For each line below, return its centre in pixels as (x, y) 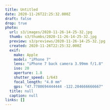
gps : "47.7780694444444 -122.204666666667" (59, 86)
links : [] (15, 100)
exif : (15, 50)
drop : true (16, 23)
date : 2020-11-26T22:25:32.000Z (38, 14)
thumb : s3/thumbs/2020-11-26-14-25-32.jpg (53, 37)
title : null (22, 91)
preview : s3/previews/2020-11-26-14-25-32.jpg (57, 41)
